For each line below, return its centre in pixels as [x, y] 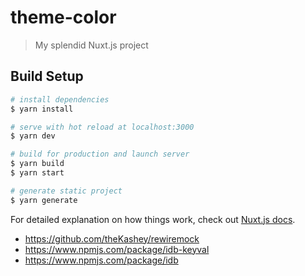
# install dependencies [60, 99]
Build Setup [47, 76]
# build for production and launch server [100, 154]
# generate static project [66, 191]
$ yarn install [42, 109]
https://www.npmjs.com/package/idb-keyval [117, 249]
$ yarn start [37, 173]
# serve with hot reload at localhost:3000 [102, 127]
